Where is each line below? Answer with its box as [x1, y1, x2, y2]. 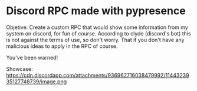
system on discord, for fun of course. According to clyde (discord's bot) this [6, 30, 191, 37]
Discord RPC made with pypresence [6, 4, 186, 18]
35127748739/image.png [6, 78, 67, 85]
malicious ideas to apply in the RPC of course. [6, 43, 118, 50]
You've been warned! [6, 54, 58, 61]
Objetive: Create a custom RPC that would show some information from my [6, 24, 189, 31]
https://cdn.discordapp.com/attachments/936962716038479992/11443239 [6, 71, 190, 79]
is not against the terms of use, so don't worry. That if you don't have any [6, 36, 185, 43]
